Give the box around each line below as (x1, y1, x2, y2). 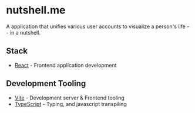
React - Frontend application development (14, 61, 117, 69)
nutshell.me (6, 4, 66, 17)
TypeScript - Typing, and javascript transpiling (14, 100, 127, 107)
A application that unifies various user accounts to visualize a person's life (6, 23, 186, 30)
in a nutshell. (9, 29, 41, 36)
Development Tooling (6, 78, 86, 88)
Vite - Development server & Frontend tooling (14, 94, 125, 101)
